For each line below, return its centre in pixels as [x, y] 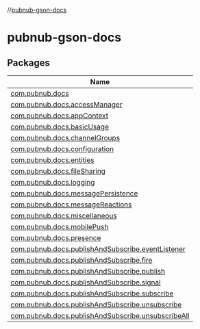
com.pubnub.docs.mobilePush [60, 227]
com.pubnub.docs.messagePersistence [74, 193]
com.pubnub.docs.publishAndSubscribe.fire [82, 260]
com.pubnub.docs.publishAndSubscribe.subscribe [92, 293]
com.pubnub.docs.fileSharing [58, 171]
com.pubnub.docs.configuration [62, 149]
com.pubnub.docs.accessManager [66, 104]
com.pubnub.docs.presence [56, 238]
